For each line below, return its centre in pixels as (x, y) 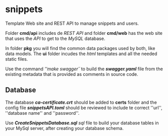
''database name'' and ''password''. (42, 113)
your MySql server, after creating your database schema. (64, 128)
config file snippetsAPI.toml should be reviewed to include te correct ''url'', (84, 108)
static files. (17, 59)
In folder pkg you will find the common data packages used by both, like (80, 48)
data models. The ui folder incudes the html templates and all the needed (81, 54)
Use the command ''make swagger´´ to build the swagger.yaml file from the (84, 69)
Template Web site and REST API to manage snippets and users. (72, 23)
